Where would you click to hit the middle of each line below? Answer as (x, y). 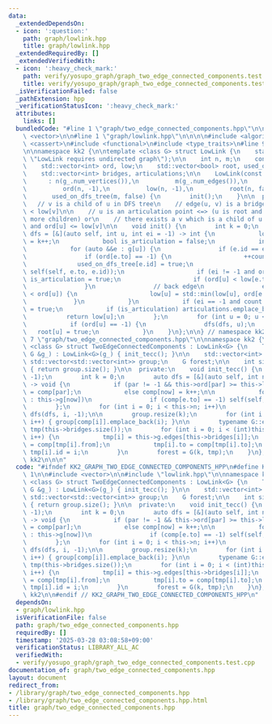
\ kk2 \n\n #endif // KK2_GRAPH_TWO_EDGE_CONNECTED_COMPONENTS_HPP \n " (141, 595)
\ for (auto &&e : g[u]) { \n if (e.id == (141, 249)
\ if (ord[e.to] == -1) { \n (98, 256)
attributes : (36, 114)
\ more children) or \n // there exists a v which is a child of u (143, 219)
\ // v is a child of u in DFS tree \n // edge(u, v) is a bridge (144, 204)
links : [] (40, 121)
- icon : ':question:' (52, 31)
